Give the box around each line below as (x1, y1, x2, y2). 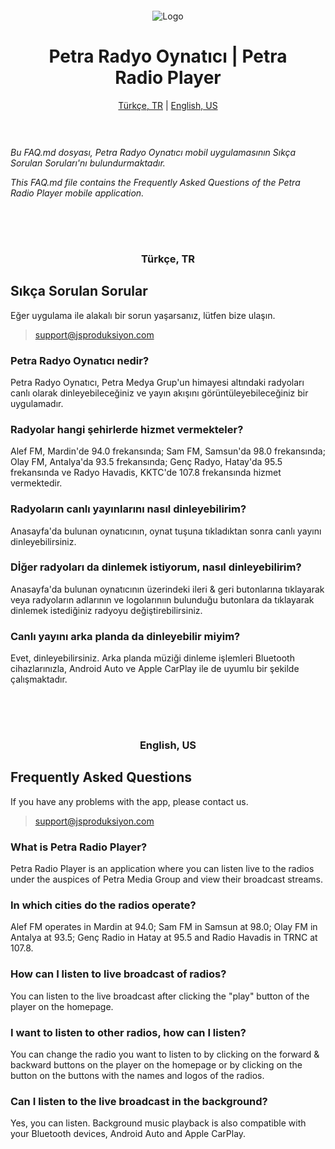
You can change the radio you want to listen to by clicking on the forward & (10, 1048, 320, 1061)
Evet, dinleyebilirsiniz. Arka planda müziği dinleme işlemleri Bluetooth (10, 652, 295, 664)
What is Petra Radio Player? (10, 840, 148, 854)
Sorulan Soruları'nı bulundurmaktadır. (10, 157, 166, 169)
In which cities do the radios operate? (10, 898, 197, 912)
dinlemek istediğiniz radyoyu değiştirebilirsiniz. (10, 604, 203, 616)
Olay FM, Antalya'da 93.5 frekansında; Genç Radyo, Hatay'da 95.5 (10, 456, 283, 468)
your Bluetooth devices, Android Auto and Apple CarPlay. (10, 1128, 247, 1140)
